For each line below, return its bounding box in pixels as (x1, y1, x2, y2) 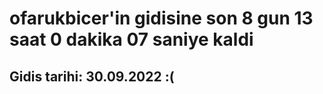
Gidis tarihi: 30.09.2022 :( (9, 68, 175, 85)
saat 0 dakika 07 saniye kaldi (9, 28, 254, 51)
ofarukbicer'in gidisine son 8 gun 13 (9, 7, 314, 30)
